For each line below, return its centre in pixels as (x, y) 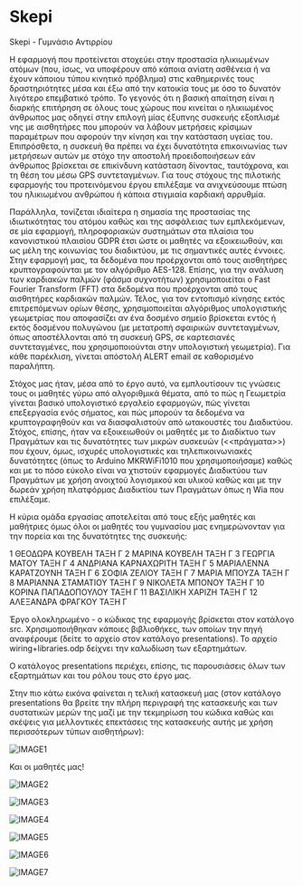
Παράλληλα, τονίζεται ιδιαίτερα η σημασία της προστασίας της (130, 211)
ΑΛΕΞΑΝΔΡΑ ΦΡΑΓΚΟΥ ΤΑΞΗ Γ (69, 601)
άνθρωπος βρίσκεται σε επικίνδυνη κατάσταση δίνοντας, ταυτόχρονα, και (149, 165)
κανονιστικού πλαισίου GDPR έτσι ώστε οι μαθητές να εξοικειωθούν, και (146, 240)
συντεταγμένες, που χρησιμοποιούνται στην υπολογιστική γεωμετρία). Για (150, 346)
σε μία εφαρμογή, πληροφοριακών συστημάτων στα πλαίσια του (132, 231)
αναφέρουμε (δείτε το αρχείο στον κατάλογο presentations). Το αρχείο (143, 638)
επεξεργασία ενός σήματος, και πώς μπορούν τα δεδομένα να (127, 412)
